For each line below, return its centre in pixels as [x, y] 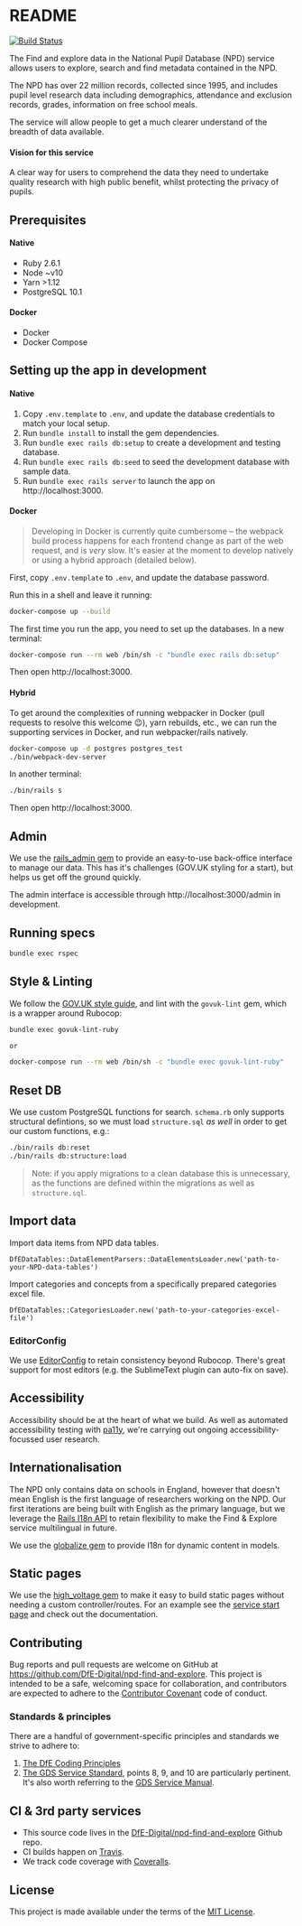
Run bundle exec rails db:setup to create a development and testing [151, 442]
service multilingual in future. [63, 1528]
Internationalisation [66, 1468]
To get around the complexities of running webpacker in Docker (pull [137, 712]
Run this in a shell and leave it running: [81, 595]
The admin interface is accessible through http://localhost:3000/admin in [145, 895]
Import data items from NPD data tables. [84, 1242]
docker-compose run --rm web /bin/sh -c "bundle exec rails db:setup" [145, 655]
